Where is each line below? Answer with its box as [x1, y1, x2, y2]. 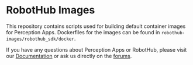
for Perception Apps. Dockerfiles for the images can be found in [6, 28, 160, 35]
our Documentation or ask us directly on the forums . [6, 52, 132, 59]
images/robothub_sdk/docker [6, 36, 75, 42]
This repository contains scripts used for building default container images [6, 23, 186, 30]
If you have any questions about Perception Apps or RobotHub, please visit [6, 46, 187, 53]
